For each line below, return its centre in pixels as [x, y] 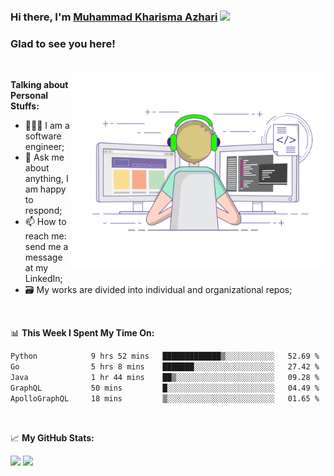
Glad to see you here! [63, 43]
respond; [43, 211]
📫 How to [45, 222]
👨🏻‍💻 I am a [47, 126]
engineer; [44, 147]
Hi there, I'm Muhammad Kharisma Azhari [114, 17]
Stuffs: [25, 106]
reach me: [45, 236]
